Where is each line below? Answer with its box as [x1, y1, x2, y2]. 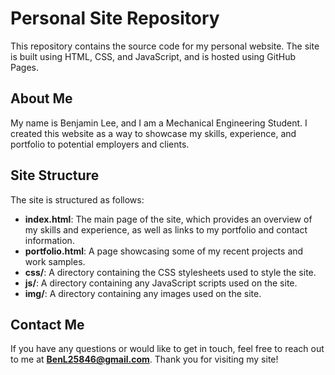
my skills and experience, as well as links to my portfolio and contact [24, 223, 308, 236]
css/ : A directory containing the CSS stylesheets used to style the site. [24, 266, 317, 278]
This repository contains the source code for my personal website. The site [10, 40, 320, 52]
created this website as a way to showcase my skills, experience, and [10, 127, 297, 139]
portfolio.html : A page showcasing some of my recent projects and [24, 245, 304, 257]
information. [24, 234, 75, 246]
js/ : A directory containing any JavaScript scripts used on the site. [24, 277, 298, 289]
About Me [10, 90, 73, 107]
